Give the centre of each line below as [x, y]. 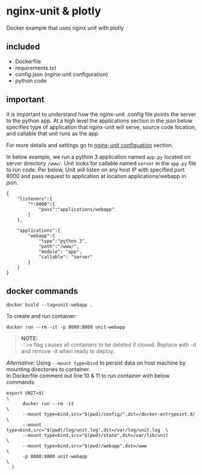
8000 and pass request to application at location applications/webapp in [96, 176]
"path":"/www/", [59, 246]
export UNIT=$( [25, 394]
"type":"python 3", [63, 241]
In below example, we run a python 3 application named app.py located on [99, 157]
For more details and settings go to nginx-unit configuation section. [90, 145]
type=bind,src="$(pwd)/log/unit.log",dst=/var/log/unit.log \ [87, 430]
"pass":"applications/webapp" [76, 209]
